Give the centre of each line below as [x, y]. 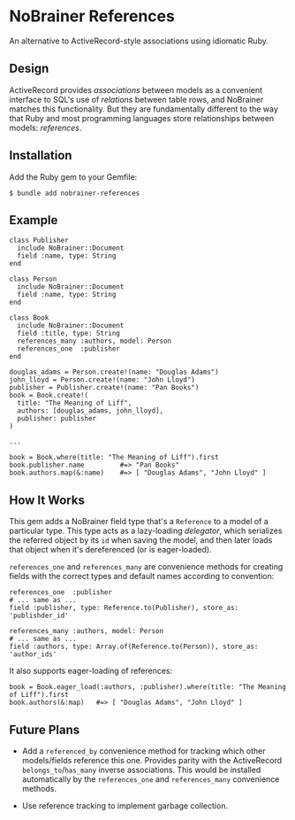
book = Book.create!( [49, 396]
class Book [29, 318]
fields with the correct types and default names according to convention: [142, 576]
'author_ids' [33, 654]
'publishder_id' [39, 616]
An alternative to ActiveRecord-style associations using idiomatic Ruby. [139, 41]
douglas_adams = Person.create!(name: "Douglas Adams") [114, 372]
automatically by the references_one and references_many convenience [151, 779]
